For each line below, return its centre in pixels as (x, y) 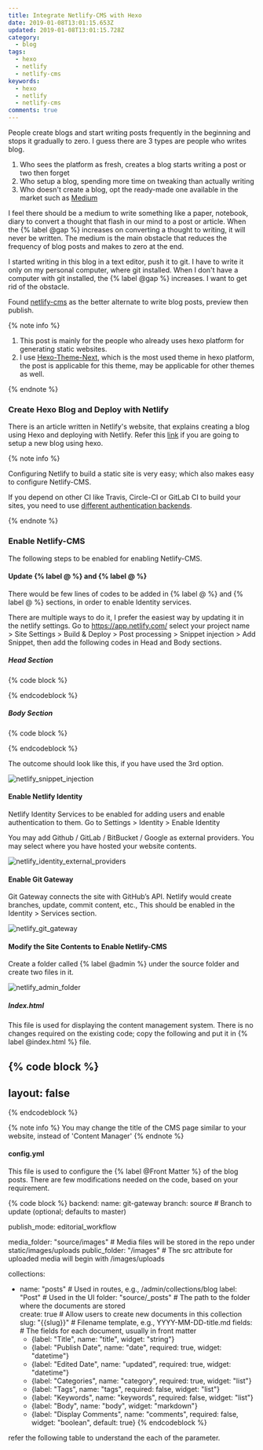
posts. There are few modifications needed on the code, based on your (123, 1179)
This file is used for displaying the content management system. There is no (131, 1025)
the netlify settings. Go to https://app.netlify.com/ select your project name (129, 626)
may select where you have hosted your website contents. (102, 846)
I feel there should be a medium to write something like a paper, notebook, (128, 213)
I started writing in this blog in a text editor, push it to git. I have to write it (126, 261)
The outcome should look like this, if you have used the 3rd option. (116, 763)
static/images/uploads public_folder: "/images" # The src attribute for (121, 1250)
